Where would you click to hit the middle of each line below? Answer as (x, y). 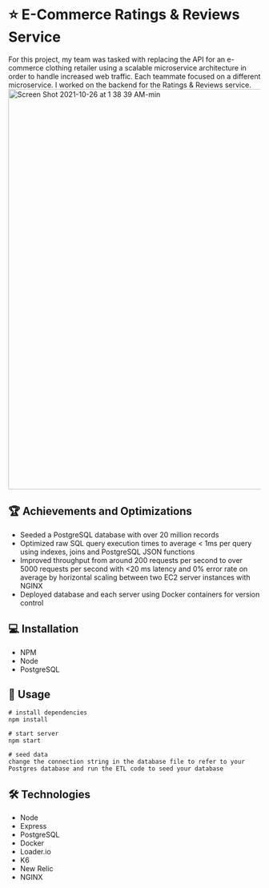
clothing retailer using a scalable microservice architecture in (146, 67)
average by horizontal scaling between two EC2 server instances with (135, 577)
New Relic (36, 869)
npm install (28, 720)
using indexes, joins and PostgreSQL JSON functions (107, 552)
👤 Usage (29, 694)
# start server (34, 734)
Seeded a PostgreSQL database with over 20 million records (119, 534)
